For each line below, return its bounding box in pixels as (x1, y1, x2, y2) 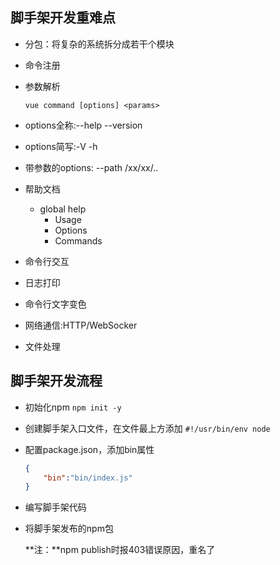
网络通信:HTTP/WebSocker (24, 319, 138, 331)
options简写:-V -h (24, 140, 98, 152)
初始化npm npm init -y (24, 401, 122, 413)
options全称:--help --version (24, 119, 143, 131)
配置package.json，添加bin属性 (24, 443, 155, 455)
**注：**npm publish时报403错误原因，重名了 (24, 544, 216, 556)
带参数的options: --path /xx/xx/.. (24, 161, 159, 173)
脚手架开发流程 (10, 373, 103, 390)
